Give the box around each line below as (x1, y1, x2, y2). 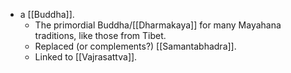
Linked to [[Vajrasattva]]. (34, 51, 138, 63)
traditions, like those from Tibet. (34, 30, 167, 41)
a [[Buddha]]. (19, 9, 75, 20)
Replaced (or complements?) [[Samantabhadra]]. (34, 40, 237, 52)
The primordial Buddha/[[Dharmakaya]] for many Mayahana (34, 19, 282, 31)
